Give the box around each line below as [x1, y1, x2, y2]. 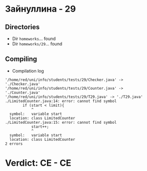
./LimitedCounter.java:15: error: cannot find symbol [5, 120, 117, 125]
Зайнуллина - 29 [5, 3, 76, 15]
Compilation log [12, 68, 44, 74]
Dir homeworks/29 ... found [12, 41, 63, 47]
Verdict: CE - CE [5, 157, 72, 169]
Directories [5, 23, 40, 31]
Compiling [5, 55, 38, 63]
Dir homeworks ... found [12, 36, 56, 41]
